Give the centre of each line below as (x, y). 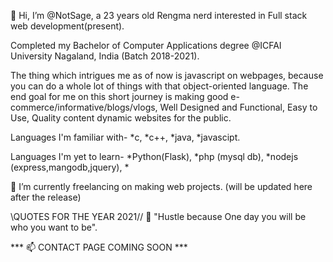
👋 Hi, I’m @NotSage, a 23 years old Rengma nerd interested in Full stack (159, 15)
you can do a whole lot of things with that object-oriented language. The (159, 86)
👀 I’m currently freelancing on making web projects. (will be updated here (161, 186)
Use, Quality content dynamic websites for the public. (121, 118)
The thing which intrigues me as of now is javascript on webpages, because (167, 75)
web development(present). (67, 26)
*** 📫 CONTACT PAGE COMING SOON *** (99, 247)
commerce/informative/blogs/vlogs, (84, 107)
